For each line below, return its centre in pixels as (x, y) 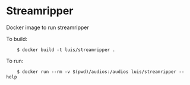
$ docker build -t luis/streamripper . (66, 50)
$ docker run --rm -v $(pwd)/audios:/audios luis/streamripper (97, 72)
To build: (17, 39)
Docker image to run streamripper (47, 27)
